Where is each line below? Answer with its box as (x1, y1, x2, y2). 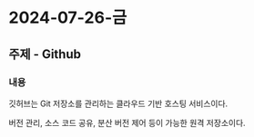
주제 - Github (8, 46, 81, 62)
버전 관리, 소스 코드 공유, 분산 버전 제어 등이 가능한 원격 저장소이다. (8, 117, 247, 128)
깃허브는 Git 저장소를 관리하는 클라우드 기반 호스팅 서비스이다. (8, 98, 229, 109)
